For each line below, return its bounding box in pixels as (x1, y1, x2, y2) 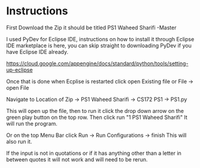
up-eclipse (6, 66, 33, 73)
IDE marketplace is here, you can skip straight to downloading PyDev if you (6, 42, 192, 49)
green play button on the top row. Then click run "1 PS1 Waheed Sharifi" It (6, 114, 187, 121)
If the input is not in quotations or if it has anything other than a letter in (6, 149, 181, 157)
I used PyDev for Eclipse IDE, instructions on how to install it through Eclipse (6, 35, 195, 42)
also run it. (6, 138, 32, 145)
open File (6, 84, 29, 91)
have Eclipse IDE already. (6, 48, 69, 55)
